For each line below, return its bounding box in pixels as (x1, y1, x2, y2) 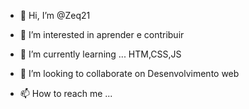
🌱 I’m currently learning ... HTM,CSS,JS (19, 48, 182, 60)
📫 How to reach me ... (19, 88, 113, 99)
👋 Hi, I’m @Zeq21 (19, 10, 91, 21)
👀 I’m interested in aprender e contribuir (19, 29, 185, 40)
